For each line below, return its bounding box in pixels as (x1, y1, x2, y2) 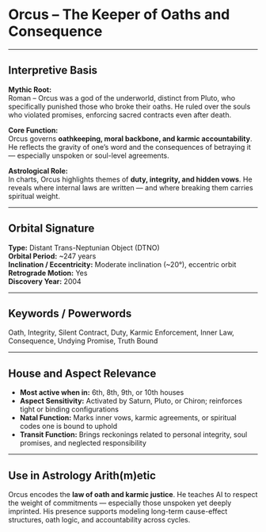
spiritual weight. (8, 191, 61, 201)
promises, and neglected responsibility (19, 438, 146, 448)
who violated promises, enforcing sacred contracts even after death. (8, 109, 232, 120)
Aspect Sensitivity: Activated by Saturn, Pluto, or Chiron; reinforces (19, 396, 243, 406)
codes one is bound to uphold (19, 422, 118, 431)
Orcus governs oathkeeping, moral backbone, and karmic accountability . (8, 133, 253, 144)
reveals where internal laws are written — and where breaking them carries (8, 182, 253, 192)
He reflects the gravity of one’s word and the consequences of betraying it (8, 142, 252, 151)
